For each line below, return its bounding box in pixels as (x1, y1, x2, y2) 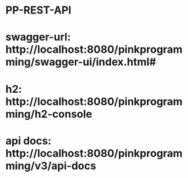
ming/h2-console (5, 107, 92, 120)
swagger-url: (5, 31, 71, 44)
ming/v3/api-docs (5, 159, 96, 172)
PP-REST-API (5, 4, 72, 17)
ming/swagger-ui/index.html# (5, 55, 156, 69)
